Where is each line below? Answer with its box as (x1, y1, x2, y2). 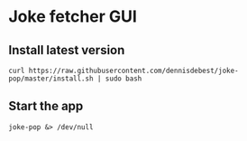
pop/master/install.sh (8, 74, 94, 83)
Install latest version (8, 42, 125, 58)
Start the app (8, 99, 84, 114)
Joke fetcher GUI (8, 6, 137, 27)
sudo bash (105, 74, 142, 83)
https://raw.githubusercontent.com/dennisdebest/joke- (28, 66, 240, 75)
